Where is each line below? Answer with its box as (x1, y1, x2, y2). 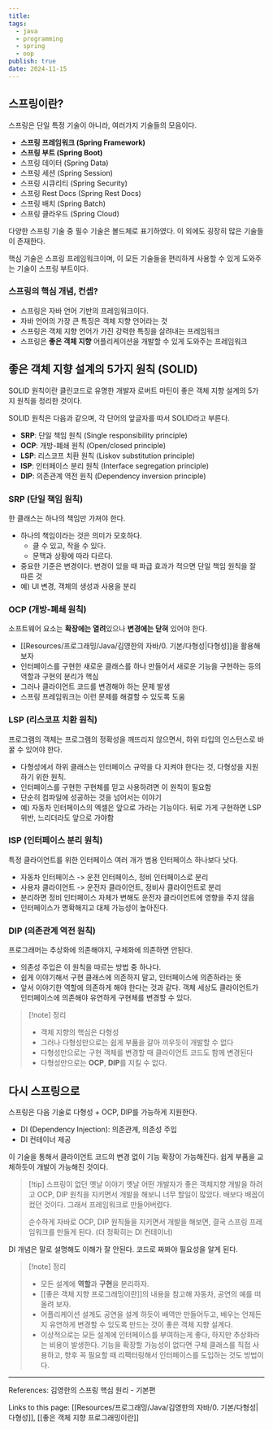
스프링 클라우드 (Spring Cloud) (19, 208, 120, 218)
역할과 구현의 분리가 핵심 (19, 672, 99, 682)
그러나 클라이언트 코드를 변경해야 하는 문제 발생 (19, 682, 171, 691)
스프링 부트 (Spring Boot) (19, 147, 103, 157)
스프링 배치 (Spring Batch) (19, 198, 106, 208)
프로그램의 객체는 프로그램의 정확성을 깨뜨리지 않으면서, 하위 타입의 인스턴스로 (8, 734, 256, 744)
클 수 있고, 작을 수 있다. (32, 540, 106, 550)
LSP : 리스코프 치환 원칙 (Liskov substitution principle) (19, 451, 196, 460)
